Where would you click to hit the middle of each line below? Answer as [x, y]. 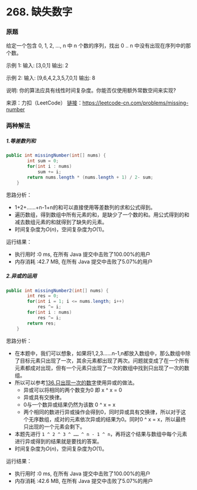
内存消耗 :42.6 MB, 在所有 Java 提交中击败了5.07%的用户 [84, 481]
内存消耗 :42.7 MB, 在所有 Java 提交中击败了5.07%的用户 [84, 261]
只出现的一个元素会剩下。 [54, 427]
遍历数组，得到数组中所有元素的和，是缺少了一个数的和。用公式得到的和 [102, 214]
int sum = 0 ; [43, 161]
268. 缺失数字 [39, 12]
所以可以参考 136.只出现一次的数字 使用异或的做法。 [76, 383]
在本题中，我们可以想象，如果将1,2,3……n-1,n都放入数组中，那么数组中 [100, 353]
